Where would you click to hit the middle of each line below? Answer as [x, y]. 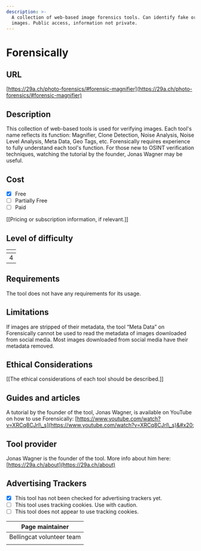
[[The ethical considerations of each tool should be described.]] [85, 379]
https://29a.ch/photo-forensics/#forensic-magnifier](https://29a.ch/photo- [100, 89]
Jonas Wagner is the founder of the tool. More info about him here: [89, 459]
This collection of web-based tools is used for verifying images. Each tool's [99, 129]
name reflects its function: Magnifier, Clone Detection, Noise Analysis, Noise [100, 135]
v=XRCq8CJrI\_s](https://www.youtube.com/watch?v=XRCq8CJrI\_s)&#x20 [100, 425]
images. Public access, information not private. [74, 23]
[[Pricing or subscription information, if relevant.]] [67, 219]
